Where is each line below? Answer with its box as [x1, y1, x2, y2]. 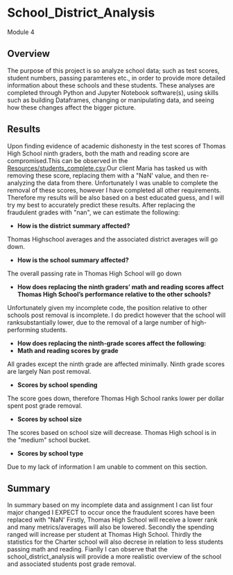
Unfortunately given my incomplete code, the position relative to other [7, 303, 207, 311]
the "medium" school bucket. [7, 436, 91, 444]
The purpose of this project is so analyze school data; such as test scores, [7, 66, 220, 74]
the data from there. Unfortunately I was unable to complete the [36, 178, 218, 187]
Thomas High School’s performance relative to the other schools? [17, 290, 212, 298]
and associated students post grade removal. [7, 560, 137, 568]
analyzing [7, 178, 35, 187]
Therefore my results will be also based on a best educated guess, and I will [7, 193, 224, 202]
